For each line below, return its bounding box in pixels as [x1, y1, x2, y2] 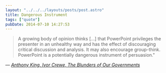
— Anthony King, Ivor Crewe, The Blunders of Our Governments [5, 62, 140, 68]
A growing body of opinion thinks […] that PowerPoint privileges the [17, 36, 161, 42]
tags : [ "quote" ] [5, 17, 40, 22]
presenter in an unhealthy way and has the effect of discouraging [17, 41, 156, 47]
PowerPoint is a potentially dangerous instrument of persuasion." [17, 52, 155, 58]
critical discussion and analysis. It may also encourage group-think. [17, 46, 161, 53]
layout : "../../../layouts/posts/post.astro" [5, 7, 104, 13]
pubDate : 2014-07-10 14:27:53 [5, 21, 70, 27]
